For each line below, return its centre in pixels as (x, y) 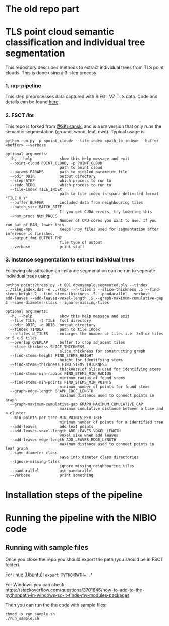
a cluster (16, 413)
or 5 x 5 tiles (21, 338)
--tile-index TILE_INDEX (36, 189)
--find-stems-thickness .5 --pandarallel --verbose (95, 294)
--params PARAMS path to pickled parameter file (69, 172)
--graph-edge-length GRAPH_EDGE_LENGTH (52, 391)
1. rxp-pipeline (23, 86)
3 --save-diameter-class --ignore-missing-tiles (57, 303)
